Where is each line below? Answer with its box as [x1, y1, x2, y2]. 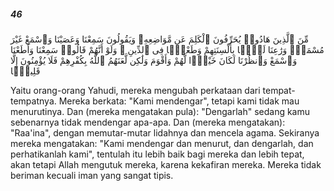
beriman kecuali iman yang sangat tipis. [10, 169, 174, 181]
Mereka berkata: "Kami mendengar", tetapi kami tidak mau [58, 95, 300, 107]
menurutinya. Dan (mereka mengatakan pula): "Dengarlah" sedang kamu [10, 105, 311, 117]
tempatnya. [10, 95, 57, 107]
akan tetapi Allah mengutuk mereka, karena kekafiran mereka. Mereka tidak [10, 158, 322, 170]
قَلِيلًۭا [10, 65, 41, 77]
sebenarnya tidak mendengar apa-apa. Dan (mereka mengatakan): [10, 116, 286, 128]
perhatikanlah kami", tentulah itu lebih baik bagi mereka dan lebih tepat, [10, 148, 305, 160]
